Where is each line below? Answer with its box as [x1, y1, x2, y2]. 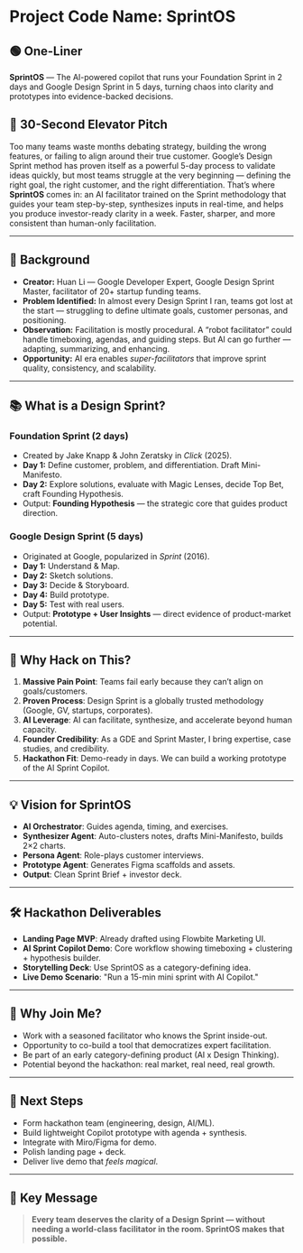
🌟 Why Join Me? [9, 1006, 102, 1021]
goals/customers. [22, 686, 88, 696]
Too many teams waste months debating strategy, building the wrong [9, 141, 267, 152]
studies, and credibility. [22, 743, 110, 754]
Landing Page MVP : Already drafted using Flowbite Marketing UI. [22, 934, 266, 944]
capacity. [22, 724, 57, 735]
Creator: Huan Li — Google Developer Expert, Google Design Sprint [22, 276, 275, 287]
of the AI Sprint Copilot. [22, 762, 110, 773]
